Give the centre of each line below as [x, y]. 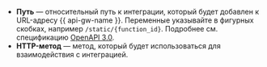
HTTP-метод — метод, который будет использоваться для [118, 46]
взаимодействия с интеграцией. [72, 54]
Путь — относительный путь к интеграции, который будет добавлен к [138, 12]
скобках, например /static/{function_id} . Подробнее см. [117, 29]
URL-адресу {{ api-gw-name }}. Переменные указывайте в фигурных [135, 20]
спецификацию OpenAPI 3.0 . [65, 37]
